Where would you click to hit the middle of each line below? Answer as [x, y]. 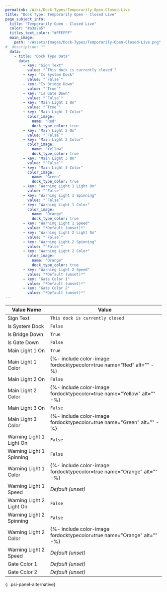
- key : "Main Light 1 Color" [53, 112]
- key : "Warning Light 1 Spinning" [60, 195]
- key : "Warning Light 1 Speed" [57, 223]
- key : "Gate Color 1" [46, 279]
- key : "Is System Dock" [49, 75]
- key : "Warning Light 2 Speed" [57, 270]
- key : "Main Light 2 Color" [53, 140]
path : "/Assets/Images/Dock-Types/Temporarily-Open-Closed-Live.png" [88, 42]
